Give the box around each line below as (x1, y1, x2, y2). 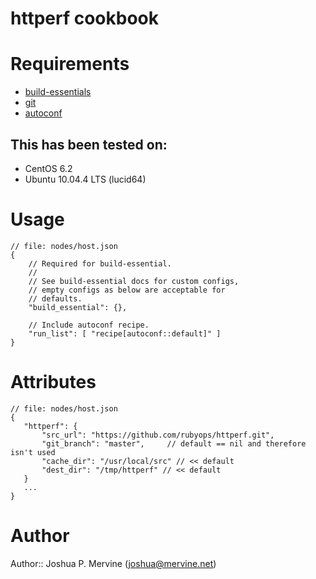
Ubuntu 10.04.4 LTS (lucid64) (24, 173, 147, 185)
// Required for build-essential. (28, 258, 172, 269)
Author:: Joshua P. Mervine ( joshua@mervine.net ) (10, 557, 217, 569)
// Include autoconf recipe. (28, 320, 150, 330)
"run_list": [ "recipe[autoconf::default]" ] (28, 328, 222, 339)
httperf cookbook (10, 7, 159, 30)
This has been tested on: (10, 136, 168, 153)
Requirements (10, 53, 130, 76)
